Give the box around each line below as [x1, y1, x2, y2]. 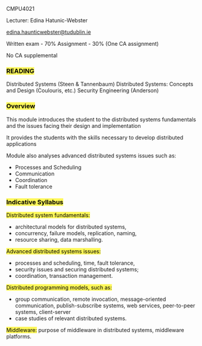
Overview [6, 102, 36, 110]
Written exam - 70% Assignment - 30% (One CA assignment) [6, 40, 159, 47]
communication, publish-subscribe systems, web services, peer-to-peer [14, 301, 195, 309]
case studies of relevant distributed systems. [14, 315, 127, 322]
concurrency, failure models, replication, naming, [14, 229, 137, 237]
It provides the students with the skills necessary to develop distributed [6, 134, 184, 141]
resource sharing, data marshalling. [14, 236, 104, 243]
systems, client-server [14, 308, 71, 315]
